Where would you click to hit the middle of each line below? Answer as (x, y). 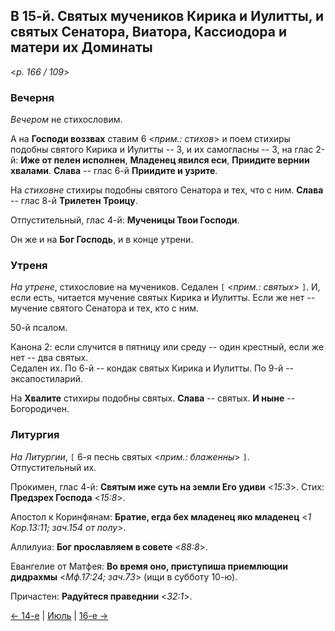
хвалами (29, 171)
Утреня (29, 266)
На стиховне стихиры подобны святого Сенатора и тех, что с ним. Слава (167, 190)
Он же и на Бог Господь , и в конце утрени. (102, 240)
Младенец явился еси (178, 160)
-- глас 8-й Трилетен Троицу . (74, 201)
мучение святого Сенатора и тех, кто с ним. (104, 308)
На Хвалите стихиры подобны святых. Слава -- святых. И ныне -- (153, 398)
